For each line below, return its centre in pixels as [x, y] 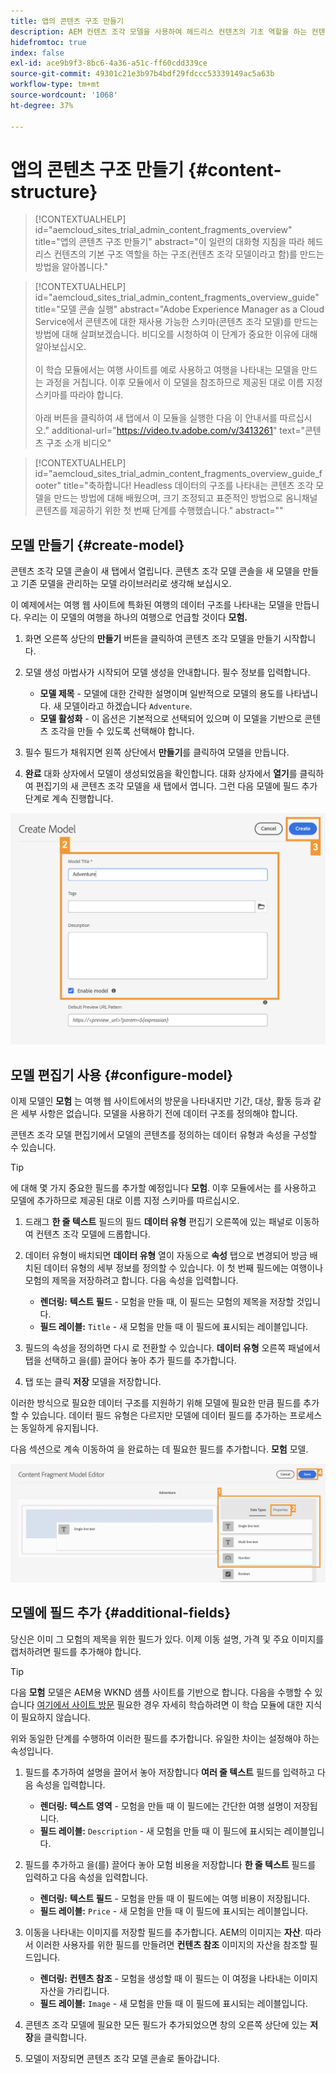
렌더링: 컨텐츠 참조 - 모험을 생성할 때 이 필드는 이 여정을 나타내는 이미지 [178, 1978]
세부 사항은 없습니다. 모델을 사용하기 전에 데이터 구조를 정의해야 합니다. [159, 1114]
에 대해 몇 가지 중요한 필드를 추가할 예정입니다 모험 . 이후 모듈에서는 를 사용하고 [163, 1188]
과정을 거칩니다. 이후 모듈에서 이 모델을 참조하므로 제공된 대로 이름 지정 [184, 382]
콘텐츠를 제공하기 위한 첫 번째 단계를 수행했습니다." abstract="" [159, 511]
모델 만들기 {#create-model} [97, 545]
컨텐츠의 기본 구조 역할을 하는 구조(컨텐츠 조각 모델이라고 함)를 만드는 [189, 254]
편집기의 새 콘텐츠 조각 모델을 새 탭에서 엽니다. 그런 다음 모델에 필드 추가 [176, 786]
